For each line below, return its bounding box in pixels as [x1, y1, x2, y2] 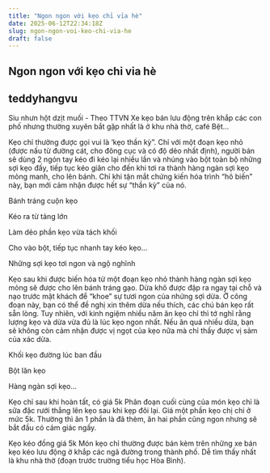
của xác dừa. [8, 335, 52, 344]
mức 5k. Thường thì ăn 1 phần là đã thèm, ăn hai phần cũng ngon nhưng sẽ [8, 414, 257, 424]
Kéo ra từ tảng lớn [8, 212, 68, 222]
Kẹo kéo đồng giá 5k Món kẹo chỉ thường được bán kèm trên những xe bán [8, 438, 257, 449]
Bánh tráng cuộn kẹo [8, 196, 78, 206]
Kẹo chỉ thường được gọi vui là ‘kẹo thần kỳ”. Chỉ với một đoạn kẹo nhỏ [8, 137, 244, 147]
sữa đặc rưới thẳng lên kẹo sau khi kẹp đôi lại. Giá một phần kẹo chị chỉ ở [8, 406, 251, 416]
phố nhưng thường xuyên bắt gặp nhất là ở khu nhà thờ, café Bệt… [8, 122, 230, 132]
